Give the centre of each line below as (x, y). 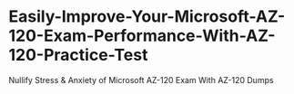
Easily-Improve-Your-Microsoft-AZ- (147, 17)
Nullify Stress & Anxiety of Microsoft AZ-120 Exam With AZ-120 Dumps (141, 80)
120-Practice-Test (78, 55)
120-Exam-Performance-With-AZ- (142, 36)
